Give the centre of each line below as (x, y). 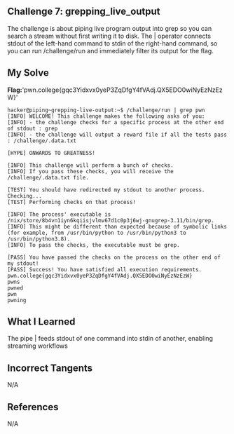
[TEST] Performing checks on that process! (72, 202)
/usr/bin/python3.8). (39, 239)
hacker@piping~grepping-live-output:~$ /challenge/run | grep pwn (106, 110)
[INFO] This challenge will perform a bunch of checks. (90, 165)
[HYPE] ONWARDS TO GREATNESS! (51, 153)
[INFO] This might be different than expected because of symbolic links (117, 226)
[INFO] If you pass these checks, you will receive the (90, 171)
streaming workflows (37, 346)
